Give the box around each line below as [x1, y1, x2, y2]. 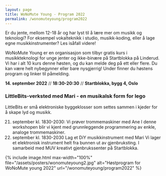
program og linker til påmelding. [5, 71, 70, 77]
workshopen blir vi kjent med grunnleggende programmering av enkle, [12, 124, 156, 130]
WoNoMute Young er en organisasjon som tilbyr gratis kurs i [5, 50, 127, 56]
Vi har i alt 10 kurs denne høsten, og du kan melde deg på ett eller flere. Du [5, 60, 158, 67]
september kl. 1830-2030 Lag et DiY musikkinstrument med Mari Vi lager [12, 134, 161, 141]
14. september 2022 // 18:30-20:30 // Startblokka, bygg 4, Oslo [5, 80, 138, 86]
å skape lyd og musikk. [5, 109, 52, 115]
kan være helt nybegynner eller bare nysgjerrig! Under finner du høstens [5, 66, 153, 71]
